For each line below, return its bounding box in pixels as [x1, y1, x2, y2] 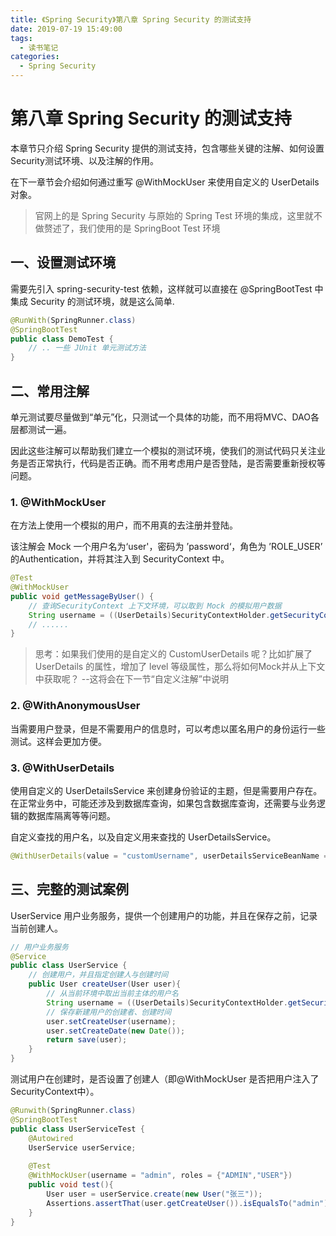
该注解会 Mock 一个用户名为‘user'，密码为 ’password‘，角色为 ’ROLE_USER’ [10, 541, 323, 553]
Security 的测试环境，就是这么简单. [29, 295, 175, 307]
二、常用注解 [10, 382, 90, 400]
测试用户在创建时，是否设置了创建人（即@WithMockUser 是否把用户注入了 [10, 1073, 320, 1085]
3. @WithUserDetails [10, 761, 115, 775]
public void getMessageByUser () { [10, 591, 155, 601]
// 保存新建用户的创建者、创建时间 [46, 1007, 172, 1017]
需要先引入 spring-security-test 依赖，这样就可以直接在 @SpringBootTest [10, 282, 313, 295]
